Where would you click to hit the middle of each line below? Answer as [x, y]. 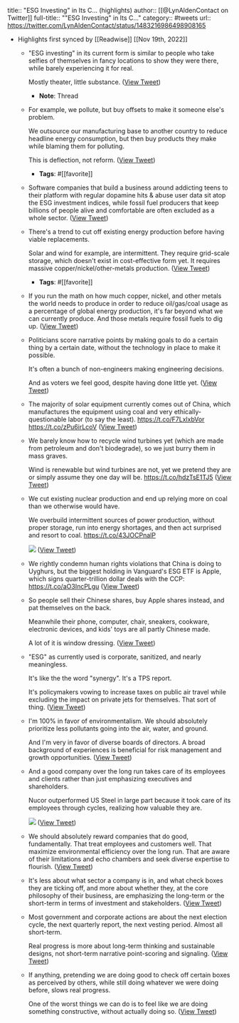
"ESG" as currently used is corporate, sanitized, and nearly [115, 657]
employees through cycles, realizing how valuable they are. [115, 808]
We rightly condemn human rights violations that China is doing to [125, 564]
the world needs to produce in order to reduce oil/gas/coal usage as [128, 303]
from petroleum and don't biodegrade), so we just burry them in [122, 448]
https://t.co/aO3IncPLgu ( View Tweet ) [84, 586]
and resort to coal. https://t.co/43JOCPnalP [92, 535]
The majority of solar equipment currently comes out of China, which [129, 404]
